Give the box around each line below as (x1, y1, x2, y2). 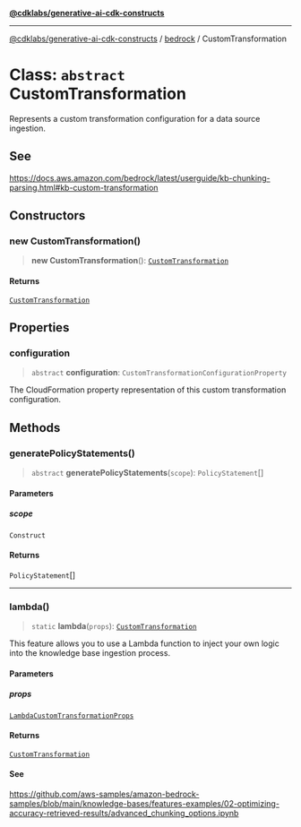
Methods (9, 420, 61, 435)
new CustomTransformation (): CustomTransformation (30, 255, 229, 266)
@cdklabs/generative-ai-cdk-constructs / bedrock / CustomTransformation (9, 33, 288, 44)
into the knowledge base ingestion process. (9, 648, 171, 659)
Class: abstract (9, 65, 125, 85)
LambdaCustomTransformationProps (9, 711, 134, 720)
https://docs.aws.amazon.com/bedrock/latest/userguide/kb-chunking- (9, 172, 271, 183)
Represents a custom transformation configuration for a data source (9, 113, 261, 124)
